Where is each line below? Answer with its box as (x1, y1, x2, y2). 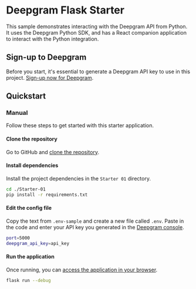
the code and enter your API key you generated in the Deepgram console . (6, 223, 184, 230)
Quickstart (6, 91, 46, 101)
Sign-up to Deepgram (6, 52, 87, 62)
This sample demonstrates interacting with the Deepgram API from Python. (6, 23, 188, 30)
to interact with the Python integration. (6, 35, 99, 42)
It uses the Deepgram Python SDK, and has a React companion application (6, 29, 187, 36)
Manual (6, 109, 28, 117)
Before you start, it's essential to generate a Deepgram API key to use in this (6, 68, 191, 75)
